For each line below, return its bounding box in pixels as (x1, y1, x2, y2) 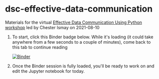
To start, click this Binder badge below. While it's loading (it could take (12, 34, 154, 40)
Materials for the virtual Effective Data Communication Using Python (5, 19, 142, 25)
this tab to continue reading (12, 44, 68, 50)
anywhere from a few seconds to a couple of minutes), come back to (12, 39, 151, 45)
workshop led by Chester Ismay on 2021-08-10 (5, 24, 100, 30)
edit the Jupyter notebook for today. (12, 68, 85, 74)
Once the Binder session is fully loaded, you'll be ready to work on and (12, 63, 155, 69)
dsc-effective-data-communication (5, 3, 153, 15)
